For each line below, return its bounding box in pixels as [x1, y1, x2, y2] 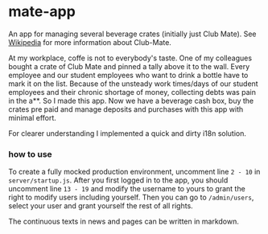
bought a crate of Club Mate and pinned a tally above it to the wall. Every [8, 61, 250, 71]
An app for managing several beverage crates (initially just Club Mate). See [8, 29, 257, 39]
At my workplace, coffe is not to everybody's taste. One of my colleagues [8, 53, 252, 63]
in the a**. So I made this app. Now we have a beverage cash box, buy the [8, 96, 254, 105]
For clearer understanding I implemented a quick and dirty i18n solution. [8, 128, 247, 138]
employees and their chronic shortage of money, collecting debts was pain [8, 87, 256, 96]
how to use [8, 148, 52, 159]
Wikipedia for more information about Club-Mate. [8, 37, 171, 47]
